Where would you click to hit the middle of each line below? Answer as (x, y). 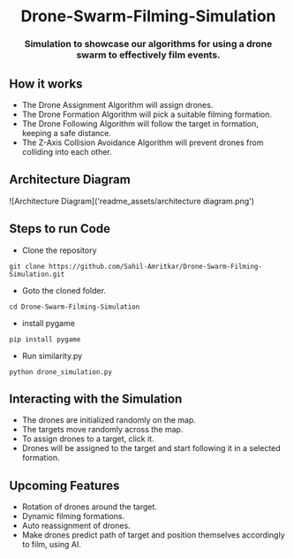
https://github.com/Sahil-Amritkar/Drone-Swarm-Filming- (155, 266)
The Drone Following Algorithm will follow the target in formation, (140, 123)
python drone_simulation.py (61, 372)
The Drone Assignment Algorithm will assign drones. (117, 104)
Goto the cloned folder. (64, 290)
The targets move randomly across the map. (102, 430)
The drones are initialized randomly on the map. (109, 420)
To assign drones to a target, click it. (88, 439)
